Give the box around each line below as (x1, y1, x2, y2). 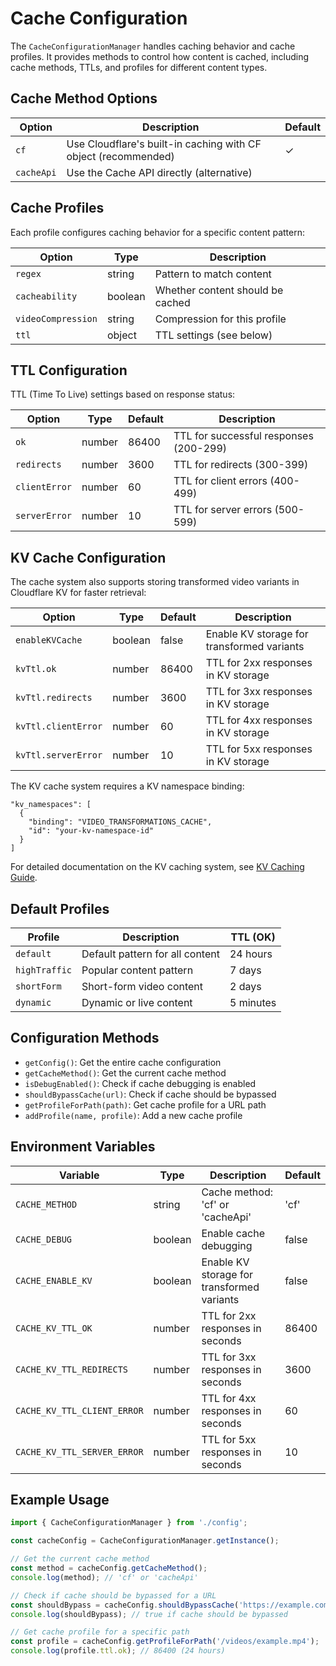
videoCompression (15, 313, 98, 324)
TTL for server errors (173, 503, 273, 517)
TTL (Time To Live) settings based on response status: (10, 388, 236, 401)
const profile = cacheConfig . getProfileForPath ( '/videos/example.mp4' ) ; (10, 1637, 320, 1647)
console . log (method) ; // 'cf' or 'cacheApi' (10, 1572, 199, 1582)
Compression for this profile (154, 312, 287, 326)
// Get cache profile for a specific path (10, 1627, 190, 1637)
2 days (229, 980, 262, 993)
